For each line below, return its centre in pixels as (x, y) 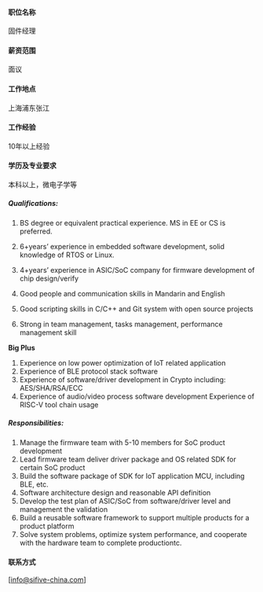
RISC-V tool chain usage (59, 404)
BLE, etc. (34, 484)
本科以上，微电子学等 (42, 185)
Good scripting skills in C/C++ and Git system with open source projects (136, 309)
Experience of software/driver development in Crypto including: (122, 379)
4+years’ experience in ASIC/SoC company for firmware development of (137, 270)
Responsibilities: (36, 423)
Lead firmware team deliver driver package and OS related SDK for (128, 459)
